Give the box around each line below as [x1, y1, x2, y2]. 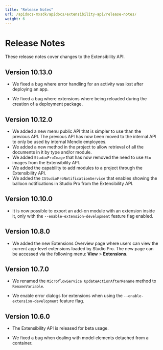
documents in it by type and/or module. [12, 149, 92, 155]
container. [12, 340, 33, 346]
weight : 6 [5, 16, 25, 21]
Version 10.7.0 [5, 265, 49, 273]
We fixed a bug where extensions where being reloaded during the [12, 96, 147, 102]
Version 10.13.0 [5, 68, 53, 76]
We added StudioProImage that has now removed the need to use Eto [12, 154, 152, 160]
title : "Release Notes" [5, 7, 54, 12]
